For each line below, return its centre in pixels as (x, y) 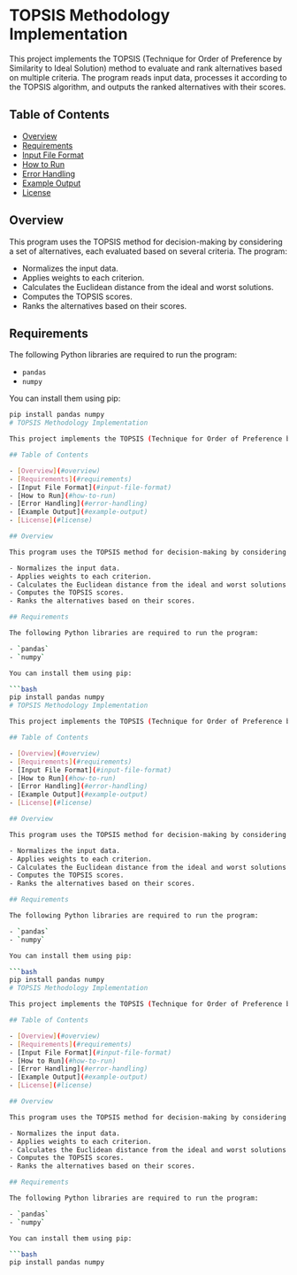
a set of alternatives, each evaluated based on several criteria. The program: (148, 251)
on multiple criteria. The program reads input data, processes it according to (148, 77)
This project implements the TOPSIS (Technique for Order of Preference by (146, 58)
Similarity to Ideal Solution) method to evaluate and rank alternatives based (146, 68)
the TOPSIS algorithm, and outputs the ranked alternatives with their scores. (148, 87)
